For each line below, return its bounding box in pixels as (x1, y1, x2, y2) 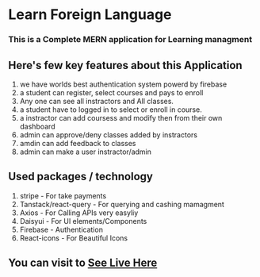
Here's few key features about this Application (8, 58, 243, 72)
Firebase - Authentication (19, 225, 103, 234)
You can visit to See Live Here (8, 256, 158, 270)
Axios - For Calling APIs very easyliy (19, 208, 139, 217)
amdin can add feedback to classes (19, 138, 136, 148)
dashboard (19, 121, 55, 131)
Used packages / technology (8, 170, 153, 183)
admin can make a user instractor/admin (19, 147, 152, 156)
